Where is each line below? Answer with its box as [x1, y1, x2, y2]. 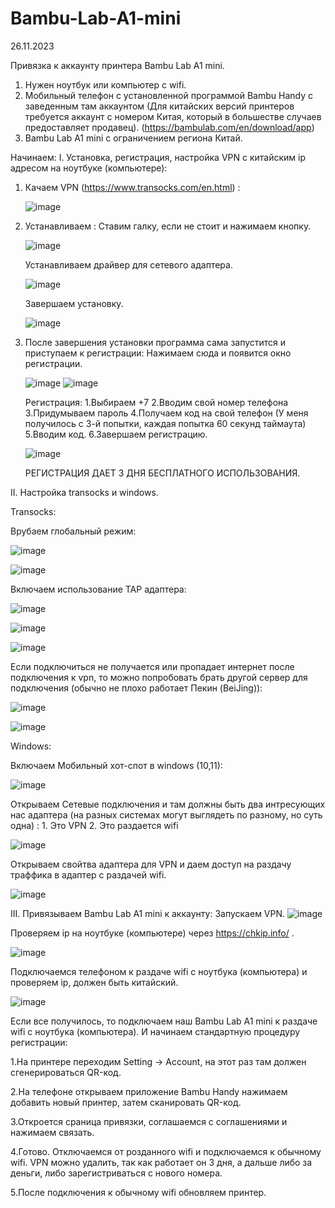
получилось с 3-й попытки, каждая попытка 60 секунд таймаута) [24, 417, 307, 429]
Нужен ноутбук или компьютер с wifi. [24, 78, 187, 91]
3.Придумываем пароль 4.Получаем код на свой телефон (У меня [24, 407, 309, 419]
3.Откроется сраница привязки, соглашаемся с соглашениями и [10, 1115, 288, 1127]
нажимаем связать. [10, 1126, 95, 1138]
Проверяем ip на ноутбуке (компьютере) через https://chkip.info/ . [10, 927, 295, 939]
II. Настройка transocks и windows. [10, 486, 159, 498]
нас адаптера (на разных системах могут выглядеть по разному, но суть [10, 808, 323, 821]
